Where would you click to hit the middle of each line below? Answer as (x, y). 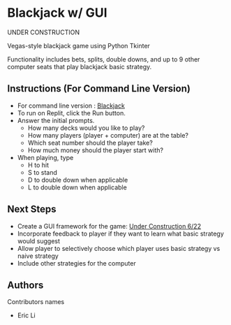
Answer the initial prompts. (56, 120)
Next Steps (32, 209)
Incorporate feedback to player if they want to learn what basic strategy (121, 233)
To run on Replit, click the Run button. (71, 113)
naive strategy (38, 256)
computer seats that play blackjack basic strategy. (80, 66)
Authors (25, 285)
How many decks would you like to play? (86, 128)
